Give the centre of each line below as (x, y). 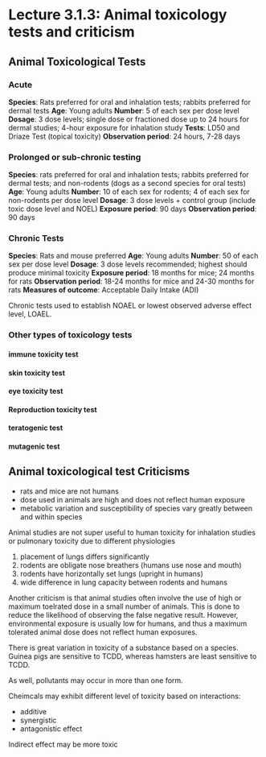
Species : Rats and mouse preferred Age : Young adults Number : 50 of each (133, 256)
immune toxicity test (43, 354)
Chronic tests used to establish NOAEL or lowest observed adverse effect (130, 306)
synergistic (38, 720)
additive (33, 711)
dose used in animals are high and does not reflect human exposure (132, 499)
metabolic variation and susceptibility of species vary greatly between (136, 508)
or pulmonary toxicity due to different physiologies (92, 540)
